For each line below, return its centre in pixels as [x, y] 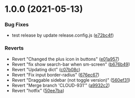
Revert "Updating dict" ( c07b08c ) [46, 69]
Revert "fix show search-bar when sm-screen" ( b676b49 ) [71, 64]
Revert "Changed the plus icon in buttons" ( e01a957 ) [66, 59]
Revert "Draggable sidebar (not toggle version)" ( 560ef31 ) [71, 80]
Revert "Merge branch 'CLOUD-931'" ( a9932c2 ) [61, 85]
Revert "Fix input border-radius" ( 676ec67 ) [56, 75]
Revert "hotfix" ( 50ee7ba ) [38, 91]
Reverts [14, 48]
